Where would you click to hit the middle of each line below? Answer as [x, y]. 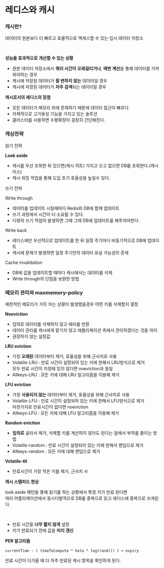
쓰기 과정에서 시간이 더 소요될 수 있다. [48, 214]
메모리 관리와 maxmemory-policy [44, 292]
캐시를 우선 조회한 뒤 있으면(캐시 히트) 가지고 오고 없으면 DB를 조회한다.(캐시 [85, 165]
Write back [16, 230]
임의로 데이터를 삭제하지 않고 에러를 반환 [51, 324]
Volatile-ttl [16, 461]
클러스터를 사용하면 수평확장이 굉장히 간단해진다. [59, 120]
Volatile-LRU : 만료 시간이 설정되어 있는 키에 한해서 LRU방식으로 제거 [78, 362]
